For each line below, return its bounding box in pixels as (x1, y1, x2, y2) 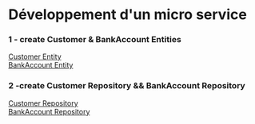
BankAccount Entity (8, 60, 74, 70)
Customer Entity (8, 52, 62, 61)
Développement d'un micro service (8, 6, 248, 24)
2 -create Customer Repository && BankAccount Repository (8, 80, 245, 91)
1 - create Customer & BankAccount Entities (8, 34, 181, 45)
